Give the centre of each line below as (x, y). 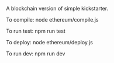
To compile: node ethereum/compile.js (52, 20)
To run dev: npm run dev (36, 54)
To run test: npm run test (36, 31)
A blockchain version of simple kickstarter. (57, 8)
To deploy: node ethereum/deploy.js (50, 42)
